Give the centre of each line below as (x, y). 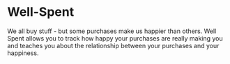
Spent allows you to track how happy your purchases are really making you (115, 38)
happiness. (23, 53)
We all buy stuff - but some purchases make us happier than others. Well (112, 31)
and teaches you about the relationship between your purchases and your (113, 45)
